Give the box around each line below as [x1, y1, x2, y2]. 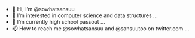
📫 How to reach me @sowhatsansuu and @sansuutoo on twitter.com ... [11, 25, 190, 32]
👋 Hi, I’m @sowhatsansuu [11, 6, 75, 12]
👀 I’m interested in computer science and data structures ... [11, 12, 158, 19]
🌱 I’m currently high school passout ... [11, 18, 106, 25]
